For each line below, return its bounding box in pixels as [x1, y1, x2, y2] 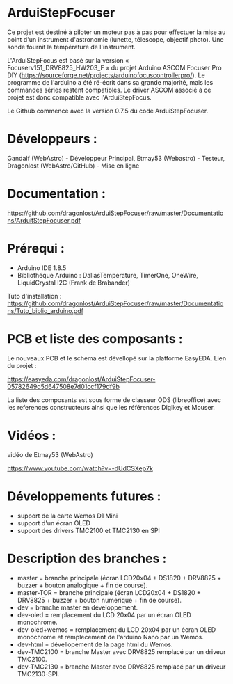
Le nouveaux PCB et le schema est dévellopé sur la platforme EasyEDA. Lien [7, 353, 227, 363]
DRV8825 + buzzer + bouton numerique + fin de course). [17, 596, 182, 604]
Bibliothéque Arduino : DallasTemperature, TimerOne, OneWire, [17, 271, 198, 279]
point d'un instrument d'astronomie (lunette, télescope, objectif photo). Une [7, 35, 224, 43]
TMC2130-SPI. [17, 669, 60, 678]
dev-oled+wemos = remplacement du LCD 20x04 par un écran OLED [17, 625, 216, 634]
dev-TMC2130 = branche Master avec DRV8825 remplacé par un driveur [17, 662, 226, 671]
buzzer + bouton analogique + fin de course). [17, 581, 148, 589]
